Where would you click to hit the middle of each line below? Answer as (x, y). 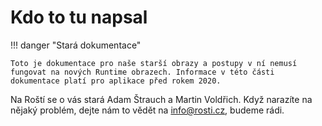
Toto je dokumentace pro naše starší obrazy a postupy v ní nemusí (154, 63)
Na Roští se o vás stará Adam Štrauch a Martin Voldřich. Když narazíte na (161, 99)
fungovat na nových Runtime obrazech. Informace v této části (142, 72)
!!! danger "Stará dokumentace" (76, 45)
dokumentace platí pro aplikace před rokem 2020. (116, 81)
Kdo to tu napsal (79, 17)
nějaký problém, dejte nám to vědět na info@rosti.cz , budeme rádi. (147, 110)
